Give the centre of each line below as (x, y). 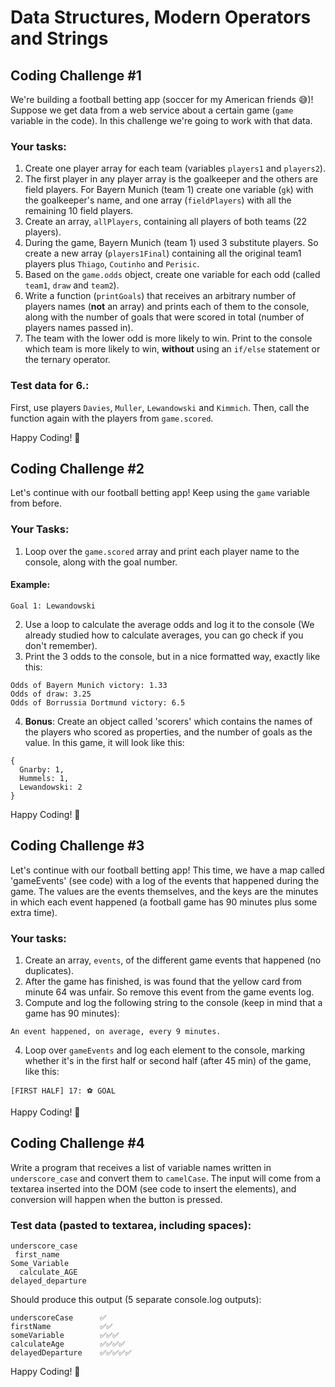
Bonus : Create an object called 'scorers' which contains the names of (168, 721)
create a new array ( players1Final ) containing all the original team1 (163, 253)
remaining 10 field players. (79, 211)
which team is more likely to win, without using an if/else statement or (172, 349)
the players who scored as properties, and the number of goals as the (168, 732)
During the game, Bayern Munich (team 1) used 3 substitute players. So (171, 243)
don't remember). (61, 645)
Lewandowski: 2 (51, 787)
